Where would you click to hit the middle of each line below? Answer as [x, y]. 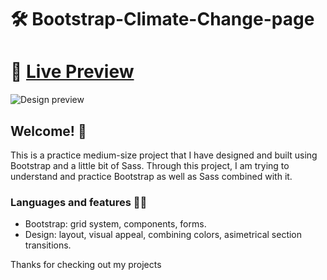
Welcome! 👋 [48, 131]
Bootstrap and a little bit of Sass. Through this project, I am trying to [150, 165]
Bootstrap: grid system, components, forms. [115, 224]
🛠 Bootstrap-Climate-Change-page [162, 19]
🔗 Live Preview [72, 72]
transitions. [48, 245]
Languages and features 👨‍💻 [79, 202]
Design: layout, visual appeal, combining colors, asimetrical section [163, 235]
